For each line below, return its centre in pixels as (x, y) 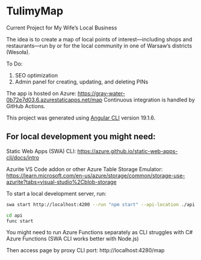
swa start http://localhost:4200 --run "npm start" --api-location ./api (101, 204)
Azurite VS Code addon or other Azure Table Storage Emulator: (85, 169)
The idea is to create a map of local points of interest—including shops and (99, 39)
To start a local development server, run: (56, 193)
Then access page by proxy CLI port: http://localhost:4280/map (85, 250)
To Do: (14, 64)
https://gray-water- (101, 93)
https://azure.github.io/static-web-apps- (128, 151)
